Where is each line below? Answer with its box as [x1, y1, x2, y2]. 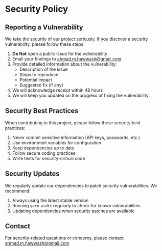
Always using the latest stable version [12, 197, 89, 203]
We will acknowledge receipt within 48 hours [12, 87, 103, 93]
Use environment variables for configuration [12, 139, 102, 145]
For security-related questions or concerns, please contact [5, 235, 124, 241]
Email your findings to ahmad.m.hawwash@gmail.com [12, 56, 121, 62]
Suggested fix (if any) [19, 82, 64, 88]
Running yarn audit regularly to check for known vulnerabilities [12, 202, 140, 208]
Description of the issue [19, 66, 68, 72]
